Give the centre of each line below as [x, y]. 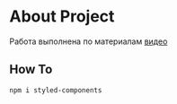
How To [31, 69]
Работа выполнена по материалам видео [88, 41]
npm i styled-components [56, 90]
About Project [62, 17]
